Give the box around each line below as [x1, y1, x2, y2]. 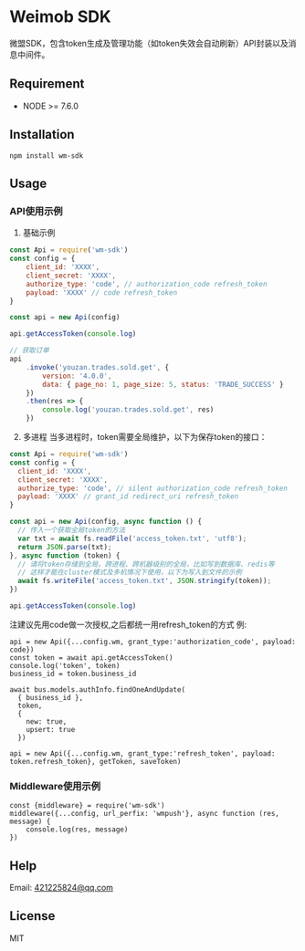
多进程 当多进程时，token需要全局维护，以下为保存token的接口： [22, 432, 268, 442]
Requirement [9, 76, 85, 92]
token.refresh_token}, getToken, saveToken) [9, 757, 182, 766]
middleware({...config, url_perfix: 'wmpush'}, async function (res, [9, 810, 280, 819]
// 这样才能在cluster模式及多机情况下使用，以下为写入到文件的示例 [17, 568, 242, 577]
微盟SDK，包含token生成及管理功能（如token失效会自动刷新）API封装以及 [9, 37, 289, 48]
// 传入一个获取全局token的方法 [17, 526, 126, 535]
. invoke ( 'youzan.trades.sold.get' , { [26, 362, 170, 371]
